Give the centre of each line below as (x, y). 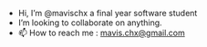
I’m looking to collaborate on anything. (90, 23)
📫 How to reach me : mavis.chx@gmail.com (101, 33)
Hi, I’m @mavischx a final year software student (108, 13)
